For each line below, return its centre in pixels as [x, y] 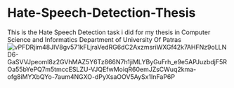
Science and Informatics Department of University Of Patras [94, 39]
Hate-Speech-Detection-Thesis [102, 13]
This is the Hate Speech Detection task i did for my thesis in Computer [109, 32]
